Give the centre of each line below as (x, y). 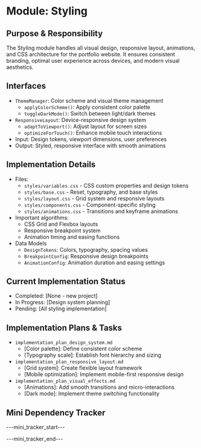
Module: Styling (47, 11)
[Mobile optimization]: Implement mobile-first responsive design (104, 374)
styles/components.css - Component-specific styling (90, 205)
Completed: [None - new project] (56, 296)
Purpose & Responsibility (55, 34)
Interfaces (26, 86)
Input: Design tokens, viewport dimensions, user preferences (91, 139)
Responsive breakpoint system (62, 230)
